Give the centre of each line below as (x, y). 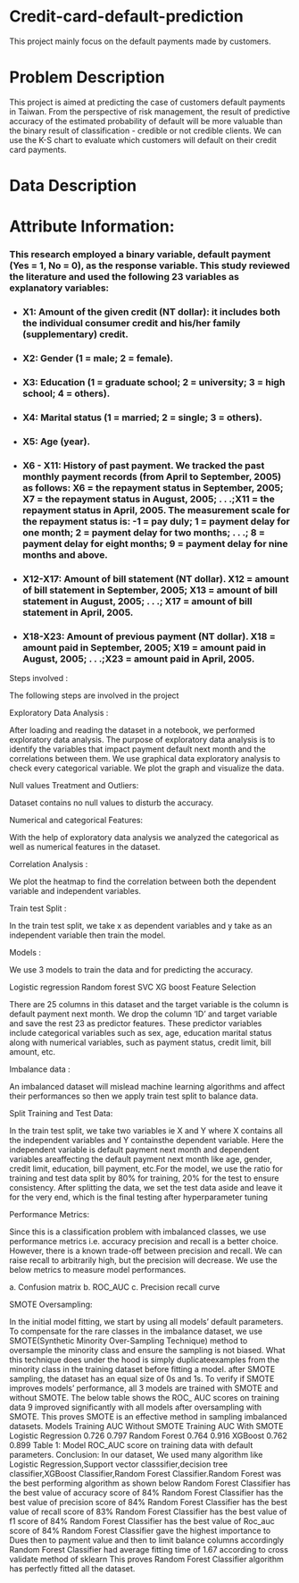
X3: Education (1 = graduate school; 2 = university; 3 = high (154, 382)
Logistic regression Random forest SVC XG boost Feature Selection (133, 987)
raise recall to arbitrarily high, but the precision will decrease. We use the (144, 1260)
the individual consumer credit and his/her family (131, 324)
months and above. (65, 554)
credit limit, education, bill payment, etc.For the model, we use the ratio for (146, 1168)
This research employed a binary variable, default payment (140, 255)
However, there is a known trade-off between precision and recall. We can (146, 1250)
